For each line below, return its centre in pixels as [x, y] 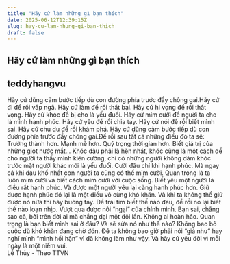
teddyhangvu [37, 84]
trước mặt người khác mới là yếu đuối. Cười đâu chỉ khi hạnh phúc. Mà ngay [113, 166]
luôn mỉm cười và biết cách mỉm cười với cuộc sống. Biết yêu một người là [111, 180]
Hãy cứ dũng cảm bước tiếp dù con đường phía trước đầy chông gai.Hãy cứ [113, 100]
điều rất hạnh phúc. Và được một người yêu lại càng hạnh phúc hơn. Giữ [108, 188]
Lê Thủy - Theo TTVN [38, 253]
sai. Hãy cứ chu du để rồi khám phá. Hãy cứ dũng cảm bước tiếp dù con [108, 129]
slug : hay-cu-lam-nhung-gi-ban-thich [61, 26]
